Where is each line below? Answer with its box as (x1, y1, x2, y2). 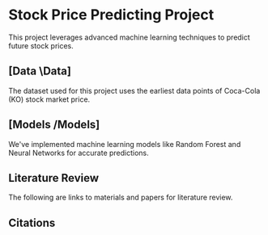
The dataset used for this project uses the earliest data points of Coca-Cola (8, 86, 261, 95)
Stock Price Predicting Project (8, 6, 215, 24)
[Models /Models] (8, 118, 100, 132)
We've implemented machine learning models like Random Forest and (8, 139, 241, 149)
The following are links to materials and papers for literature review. (8, 192, 233, 203)
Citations (8, 216, 56, 229)
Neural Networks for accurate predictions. (8, 148, 150, 157)
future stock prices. (8, 40, 74, 50)
